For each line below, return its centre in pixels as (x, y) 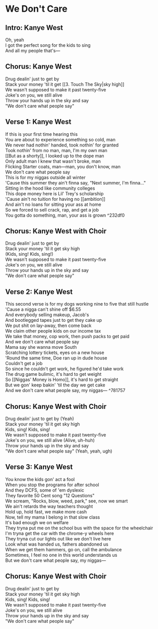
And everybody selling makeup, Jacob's (47, 315)
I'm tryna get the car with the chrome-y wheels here (60, 533)
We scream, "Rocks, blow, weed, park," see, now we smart (67, 501)
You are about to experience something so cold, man (60, 139)
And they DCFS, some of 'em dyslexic (45, 490)
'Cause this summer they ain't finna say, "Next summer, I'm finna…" (75, 183)
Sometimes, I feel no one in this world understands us (61, 555)
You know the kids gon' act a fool (40, 479)
